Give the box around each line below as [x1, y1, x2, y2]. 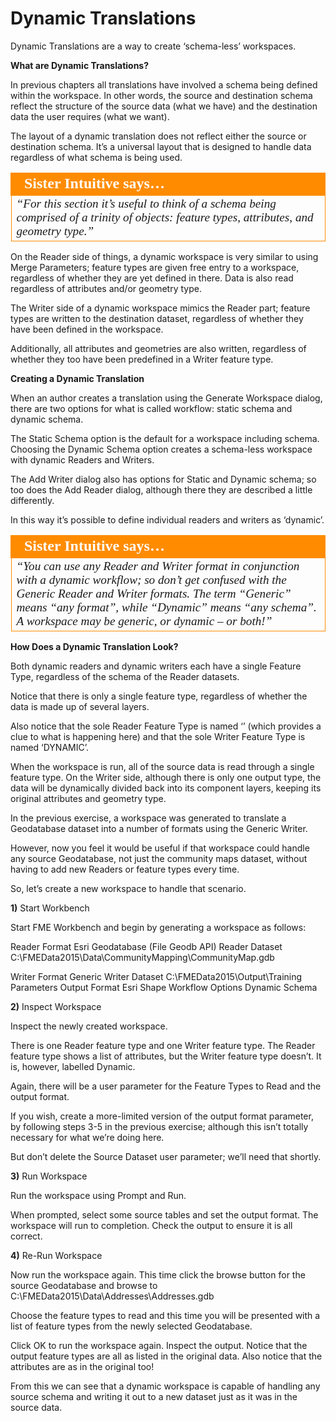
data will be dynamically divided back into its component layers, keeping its [10, 782, 322, 794]
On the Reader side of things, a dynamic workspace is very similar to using [10, 250, 319, 262]
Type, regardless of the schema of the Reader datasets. [10, 670, 240, 682]
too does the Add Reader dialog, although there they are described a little [10, 483, 313, 496]
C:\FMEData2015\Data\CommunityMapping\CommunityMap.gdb [10, 951, 275, 963]
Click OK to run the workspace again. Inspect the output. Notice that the [10, 1339, 308, 1351]
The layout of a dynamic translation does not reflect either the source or [10, 130, 307, 142]
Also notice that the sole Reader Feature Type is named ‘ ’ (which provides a [10, 720, 322, 732]
